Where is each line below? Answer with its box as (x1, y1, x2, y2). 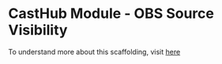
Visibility (8, 21, 68, 39)
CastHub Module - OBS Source (8, 5, 215, 23)
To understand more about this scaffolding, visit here (8, 47, 181, 56)
